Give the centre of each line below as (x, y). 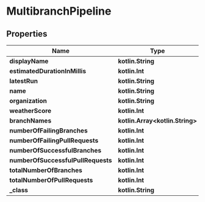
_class (19, 190)
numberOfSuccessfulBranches (56, 150)
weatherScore (31, 111)
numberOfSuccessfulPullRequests (61, 160)
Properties (27, 34)
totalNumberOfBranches (46, 170)
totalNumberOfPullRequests (51, 180)
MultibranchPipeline (59, 11)
